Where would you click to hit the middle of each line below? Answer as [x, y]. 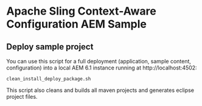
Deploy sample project [50, 47]
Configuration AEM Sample [77, 24]
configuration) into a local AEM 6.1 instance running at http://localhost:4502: [102, 68]
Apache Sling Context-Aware [81, 11]
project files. [22, 97]
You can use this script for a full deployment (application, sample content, [99, 61]
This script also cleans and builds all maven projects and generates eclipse [100, 90]
